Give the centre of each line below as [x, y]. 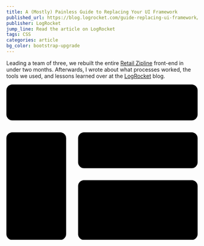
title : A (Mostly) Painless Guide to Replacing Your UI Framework [92, 12]
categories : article [32, 40]
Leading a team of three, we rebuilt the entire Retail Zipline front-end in [95, 63]
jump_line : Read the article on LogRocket [61, 29]
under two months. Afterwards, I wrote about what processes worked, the [99, 69]
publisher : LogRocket [34, 23]
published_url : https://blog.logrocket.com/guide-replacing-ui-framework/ [103, 18]
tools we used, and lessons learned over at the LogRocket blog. [86, 76]
